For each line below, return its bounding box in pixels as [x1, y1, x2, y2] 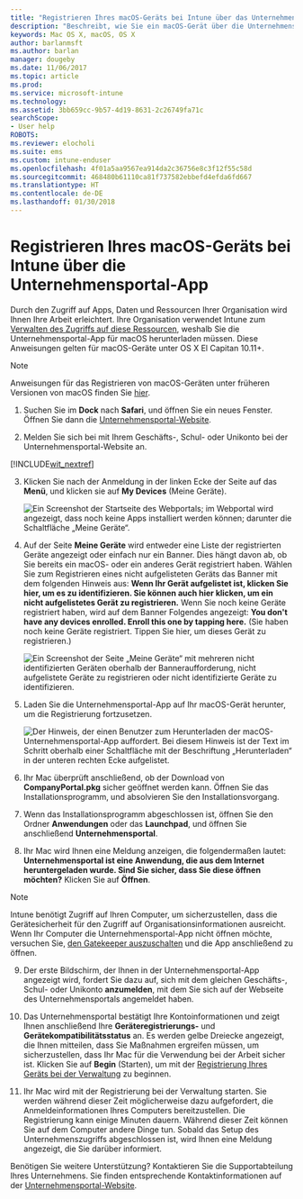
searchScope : [10, 114, 59, 123]
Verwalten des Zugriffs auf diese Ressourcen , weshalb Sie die [10, 323, 240, 334]
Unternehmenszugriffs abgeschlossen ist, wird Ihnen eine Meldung [22, 1133, 272, 1144]
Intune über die [10, 256, 127, 276]
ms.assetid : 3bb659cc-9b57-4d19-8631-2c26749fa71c [10, 105, 204, 114]
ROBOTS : [10, 131, 40, 140]
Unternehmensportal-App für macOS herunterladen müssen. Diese [10, 332, 259, 343]
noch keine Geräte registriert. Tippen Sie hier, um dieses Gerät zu [22, 625, 266, 636]
